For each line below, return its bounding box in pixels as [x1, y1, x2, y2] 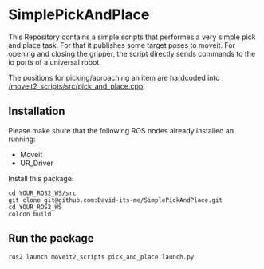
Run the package [8, 231, 94, 245]
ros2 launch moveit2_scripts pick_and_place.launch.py [8, 253, 195, 261]
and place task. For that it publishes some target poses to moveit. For [8, 40, 235, 49]
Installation [8, 105, 65, 118]
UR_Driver [19, 158, 54, 168]
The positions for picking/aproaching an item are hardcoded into [8, 73, 220, 82]
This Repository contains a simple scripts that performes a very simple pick [8, 32, 256, 42]
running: [8, 134, 36, 144]
